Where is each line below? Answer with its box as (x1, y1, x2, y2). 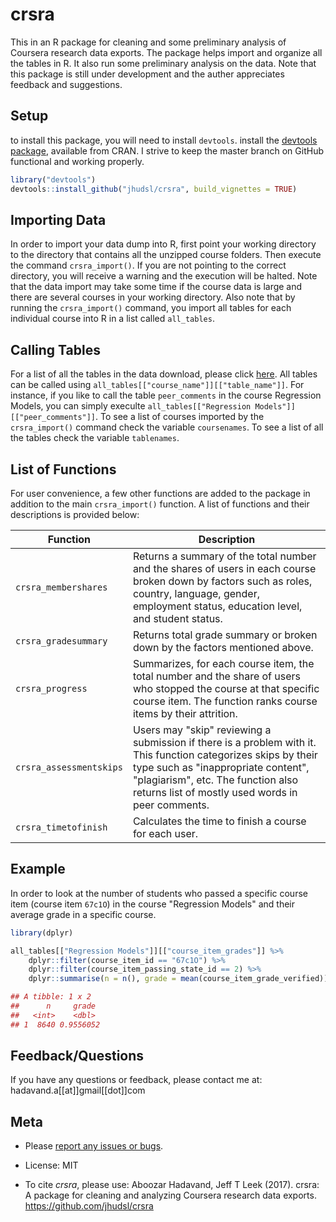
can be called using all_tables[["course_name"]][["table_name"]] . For (10, 379, 305, 391)
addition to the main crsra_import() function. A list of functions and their (10, 498, 310, 510)
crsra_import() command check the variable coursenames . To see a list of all (10, 421, 324, 433)
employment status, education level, (132, 599, 303, 613)
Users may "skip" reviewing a (132, 723, 272, 737)
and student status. (132, 611, 223, 625)
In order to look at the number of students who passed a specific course (10, 887, 308, 899)
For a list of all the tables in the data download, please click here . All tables (10, 368, 318, 380)
